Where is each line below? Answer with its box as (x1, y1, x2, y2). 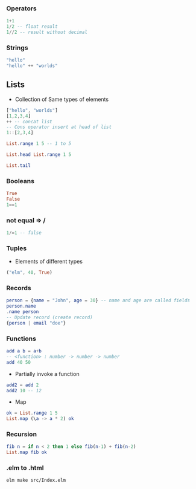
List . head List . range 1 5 (6, 152, 71, 158)
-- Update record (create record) (6, 314, 93, 320)
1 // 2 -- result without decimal (6, 29, 87, 36)
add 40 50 (6, 359, 31, 365)
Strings (6, 44, 28, 52)
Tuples (6, 244, 27, 252)
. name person (6, 309, 39, 315)
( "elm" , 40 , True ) (6, 270, 52, 276)
